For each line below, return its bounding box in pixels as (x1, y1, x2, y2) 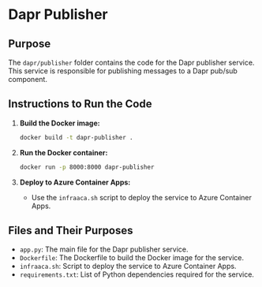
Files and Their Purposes (8, 223, 133, 237)
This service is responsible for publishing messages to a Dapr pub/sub (8, 66, 238, 76)
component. (8, 75, 47, 84)
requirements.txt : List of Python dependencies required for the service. (19, 270, 255, 279)
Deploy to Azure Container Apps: (19, 177, 131, 187)
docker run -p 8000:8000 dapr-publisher (19, 163, 155, 171)
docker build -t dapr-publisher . (19, 133, 133, 141)
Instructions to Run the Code (8, 97, 152, 111)
